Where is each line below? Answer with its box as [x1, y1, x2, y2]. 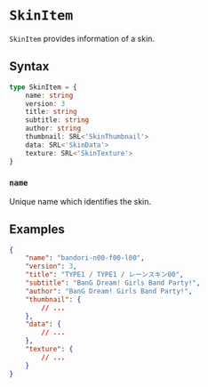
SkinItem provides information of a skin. [9, 33, 156, 44]
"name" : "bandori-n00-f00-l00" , [25, 254, 145, 262]
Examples [9, 222, 65, 238]
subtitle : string [25, 116, 90, 125]
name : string [25, 91, 74, 100]
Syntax [9, 59, 50, 74]
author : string [25, 124, 82, 133]
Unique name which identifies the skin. [9, 196, 152, 206]
